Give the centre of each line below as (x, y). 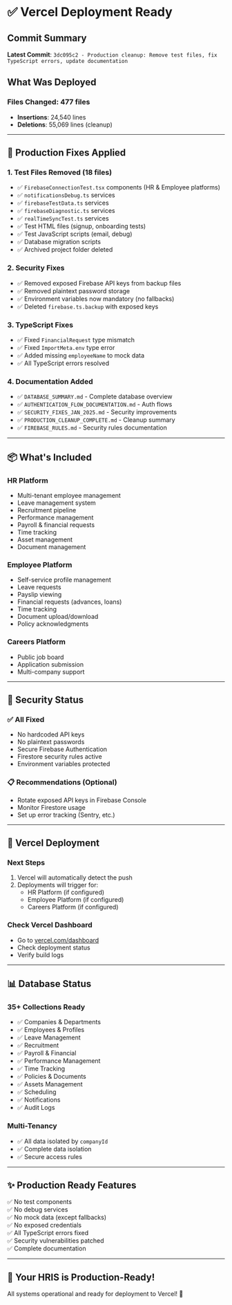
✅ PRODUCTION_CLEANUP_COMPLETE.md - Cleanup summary (96, 420)
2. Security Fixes (36, 268)
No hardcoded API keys (51, 734)
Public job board (40, 657)
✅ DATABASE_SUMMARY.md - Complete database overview (95, 397)
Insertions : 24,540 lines (51, 117)
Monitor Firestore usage (51, 807)
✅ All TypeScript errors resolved (63, 363)
